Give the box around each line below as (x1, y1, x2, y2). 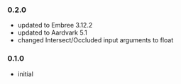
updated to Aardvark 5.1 (17, 28, 87, 37)
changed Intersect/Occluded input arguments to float (17, 36, 174, 44)
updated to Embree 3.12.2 (17, 21, 93, 30)
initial (17, 69, 34, 78)
